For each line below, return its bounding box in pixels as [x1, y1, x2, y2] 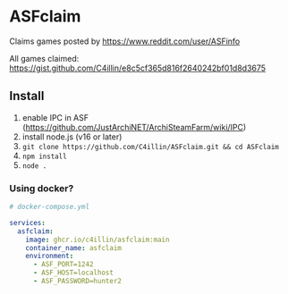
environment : [25, 252, 74, 261]
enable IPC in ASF [21, 112, 89, 122]
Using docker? [9, 181, 74, 194]
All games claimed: [9, 53, 80, 63]
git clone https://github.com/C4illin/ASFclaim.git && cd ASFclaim [21, 142, 279, 151]
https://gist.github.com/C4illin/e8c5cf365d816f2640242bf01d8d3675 [9, 63, 267, 73]
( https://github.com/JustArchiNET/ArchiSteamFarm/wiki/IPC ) [21, 122, 247, 132]
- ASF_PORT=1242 [32, 260, 94, 269]
